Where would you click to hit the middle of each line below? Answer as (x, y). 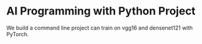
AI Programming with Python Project (101, 11)
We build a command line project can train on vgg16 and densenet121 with (99, 28)
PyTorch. (18, 34)
